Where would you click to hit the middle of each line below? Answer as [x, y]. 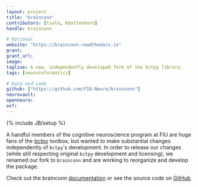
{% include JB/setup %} [36, 123]
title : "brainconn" [31, 17]
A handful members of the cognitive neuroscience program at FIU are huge [99, 134]
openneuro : [20, 100]
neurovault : [21, 95]
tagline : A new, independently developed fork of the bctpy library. [95, 67]
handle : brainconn [29, 28]
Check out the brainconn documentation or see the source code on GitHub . [99, 178]
